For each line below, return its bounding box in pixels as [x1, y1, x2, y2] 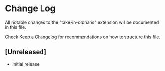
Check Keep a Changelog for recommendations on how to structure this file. [5, 34, 161, 40]
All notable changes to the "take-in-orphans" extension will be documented [5, 19, 159, 25]
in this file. [5, 24, 26, 30]
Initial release [12, 61, 40, 67]
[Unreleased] [5, 48, 47, 56]
